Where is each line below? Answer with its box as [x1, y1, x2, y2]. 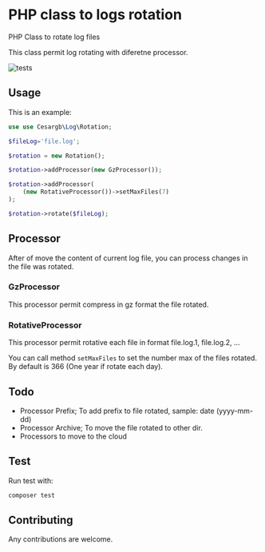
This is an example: [8, 107, 72, 117]
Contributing [8, 514, 73, 527]
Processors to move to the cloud [19, 431, 128, 441]
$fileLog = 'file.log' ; [8, 137, 81, 145]
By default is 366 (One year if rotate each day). [8, 362, 164, 371]
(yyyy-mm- [216, 406, 254, 415]
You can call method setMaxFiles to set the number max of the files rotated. [8, 353, 258, 363]
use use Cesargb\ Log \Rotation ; [8, 122, 113, 131]
